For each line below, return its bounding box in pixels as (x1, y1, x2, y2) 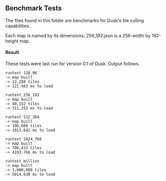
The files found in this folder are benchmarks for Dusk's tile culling (5, 17, 144, 23)
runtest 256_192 (5, 93, 39, 98)
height (5, 38, 19, 44)
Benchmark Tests (5, 4, 62, 13)
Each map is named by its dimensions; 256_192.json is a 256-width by (5, 32, 151, 38)
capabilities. (5, 23, 30, 29)
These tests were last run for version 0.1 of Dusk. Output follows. (5, 61, 140, 67)
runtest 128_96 (5, 71, 37, 76)
